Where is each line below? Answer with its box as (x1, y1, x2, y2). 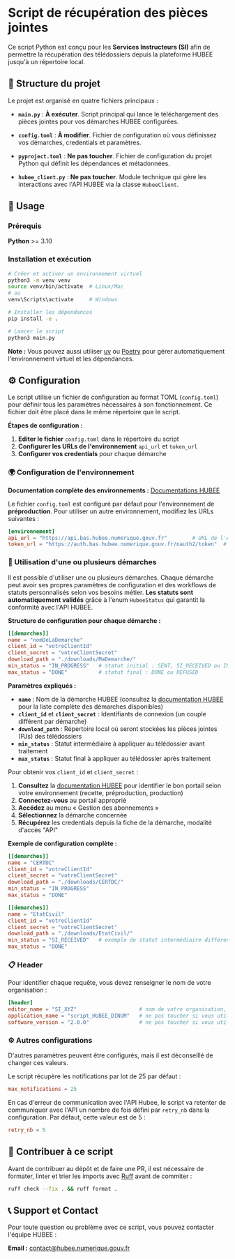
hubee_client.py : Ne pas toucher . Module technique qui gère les (17, 172, 206, 181)
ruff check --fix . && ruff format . (8, 1185, 118, 1192)
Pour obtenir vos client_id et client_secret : (8, 767, 139, 776)
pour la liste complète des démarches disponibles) (17, 702, 163, 711)
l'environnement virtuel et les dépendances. (8, 354, 135, 363)
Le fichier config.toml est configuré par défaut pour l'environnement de (8, 499, 215, 508)
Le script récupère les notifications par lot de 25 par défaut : (8, 1072, 181, 1080)
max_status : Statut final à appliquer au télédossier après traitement (17, 754, 211, 762)
